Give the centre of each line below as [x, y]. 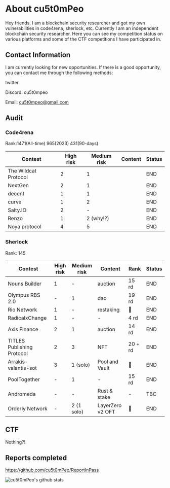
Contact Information [38, 55]
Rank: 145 [15, 253]
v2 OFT [106, 411]
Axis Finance [23, 329]
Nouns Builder [25, 284]
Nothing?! [15, 442]
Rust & [105, 391]
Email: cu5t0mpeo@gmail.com [37, 102]
